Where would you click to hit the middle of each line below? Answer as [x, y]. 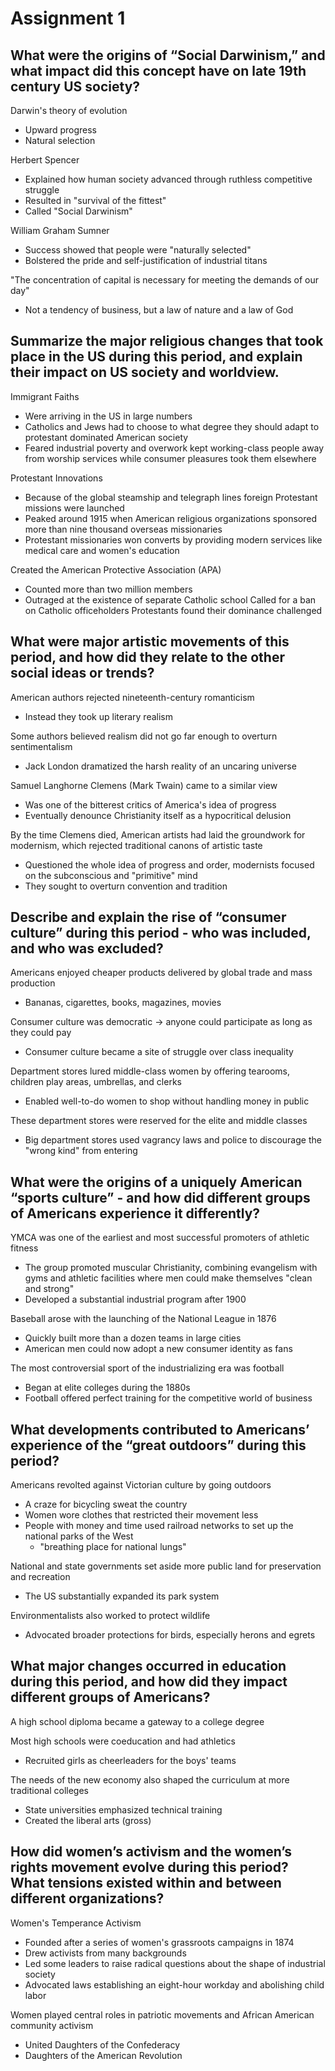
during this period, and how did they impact [149, 1682]
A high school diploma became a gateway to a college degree [137, 1721]
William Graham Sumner [60, 230]
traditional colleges [49, 1790]
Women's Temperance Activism [76, 1923]
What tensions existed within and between [146, 1883]
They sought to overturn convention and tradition [126, 886]
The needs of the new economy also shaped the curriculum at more [150, 1779]
